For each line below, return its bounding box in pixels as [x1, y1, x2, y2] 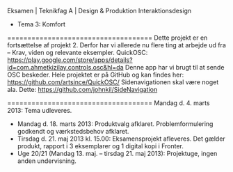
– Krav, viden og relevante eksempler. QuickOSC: [7, 49, 148, 56]
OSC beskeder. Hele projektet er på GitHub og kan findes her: [7, 70, 184, 79]
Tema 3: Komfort [17, 20, 66, 28]
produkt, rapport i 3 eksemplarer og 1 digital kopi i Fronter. [17, 142, 184, 150]
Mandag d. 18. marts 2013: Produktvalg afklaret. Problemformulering [17, 120, 214, 128]
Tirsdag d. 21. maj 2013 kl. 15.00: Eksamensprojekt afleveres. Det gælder [17, 134, 226, 143]
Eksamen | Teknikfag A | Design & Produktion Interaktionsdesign [7, 7, 192, 15]
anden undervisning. [17, 157, 77, 165]
